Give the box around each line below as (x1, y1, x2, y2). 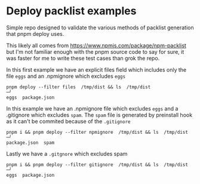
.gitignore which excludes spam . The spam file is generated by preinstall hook (6, 111, 193, 118)
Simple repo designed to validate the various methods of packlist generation (6, 24, 194, 31)
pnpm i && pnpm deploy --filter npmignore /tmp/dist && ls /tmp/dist (6, 129, 188, 135)
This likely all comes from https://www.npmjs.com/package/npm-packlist (6, 42, 187, 49)
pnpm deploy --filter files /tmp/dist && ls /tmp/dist (6, 84, 151, 90)
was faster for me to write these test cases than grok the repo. (6, 54, 160, 62)
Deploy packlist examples (6, 4, 137, 18)
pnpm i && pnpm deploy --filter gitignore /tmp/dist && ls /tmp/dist (6, 161, 188, 168)
